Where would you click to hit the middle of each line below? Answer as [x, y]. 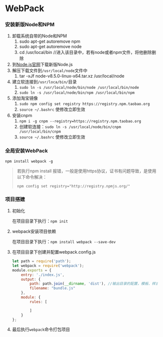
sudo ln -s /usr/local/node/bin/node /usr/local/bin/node [79, 88]
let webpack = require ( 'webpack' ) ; [48, 266]
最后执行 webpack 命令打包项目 [41, 329]
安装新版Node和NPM [30, 25]
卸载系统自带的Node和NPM [39, 36]
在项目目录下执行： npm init [40, 221]
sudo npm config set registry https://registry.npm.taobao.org [85, 104]
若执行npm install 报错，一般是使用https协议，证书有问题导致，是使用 [87, 171]
